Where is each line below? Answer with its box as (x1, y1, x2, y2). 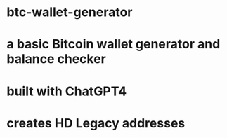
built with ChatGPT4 (6, 83, 127, 99)
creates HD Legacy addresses (6, 115, 186, 131)
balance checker (6, 51, 106, 67)
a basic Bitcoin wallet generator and (6, 36, 221, 53)
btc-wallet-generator (6, 4, 133, 20)
